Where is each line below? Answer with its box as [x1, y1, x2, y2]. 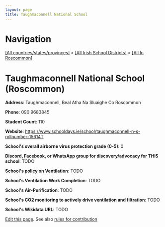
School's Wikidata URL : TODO [5, 207, 69, 213]
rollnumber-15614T [5, 134, 44, 140]
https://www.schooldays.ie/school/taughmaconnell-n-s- [24, 128, 141, 134]
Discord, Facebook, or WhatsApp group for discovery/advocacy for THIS [5, 153, 159, 159]
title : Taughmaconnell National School [5, 12, 88, 17]
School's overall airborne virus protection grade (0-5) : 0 [5, 143, 124, 149]
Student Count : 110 [5, 119, 45, 125]
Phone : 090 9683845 [5, 109, 50, 115]
